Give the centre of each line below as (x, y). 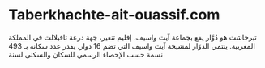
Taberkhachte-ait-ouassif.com (114, 15)
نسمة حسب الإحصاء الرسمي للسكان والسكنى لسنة (86, 54)
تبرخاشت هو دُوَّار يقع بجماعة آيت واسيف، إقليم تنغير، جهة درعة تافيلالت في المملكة (133, 37)
